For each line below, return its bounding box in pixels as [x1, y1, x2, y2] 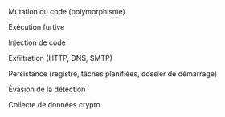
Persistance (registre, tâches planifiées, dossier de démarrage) [8, 69, 218, 79]
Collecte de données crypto [8, 100, 100, 109]
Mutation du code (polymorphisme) [8, 7, 126, 16]
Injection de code [8, 38, 66, 47]
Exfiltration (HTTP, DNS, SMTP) [8, 54, 113, 63]
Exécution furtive [8, 22, 65, 31]
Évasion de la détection [8, 84, 86, 94]
